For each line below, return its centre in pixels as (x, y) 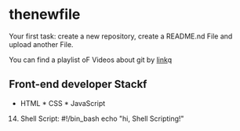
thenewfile (45, 15)
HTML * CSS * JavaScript (63, 103)
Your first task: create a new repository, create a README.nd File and (121, 36)
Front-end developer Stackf (78, 84)
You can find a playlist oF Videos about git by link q (90, 60)
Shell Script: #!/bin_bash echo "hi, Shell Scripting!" (102, 118)
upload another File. (41, 44)
